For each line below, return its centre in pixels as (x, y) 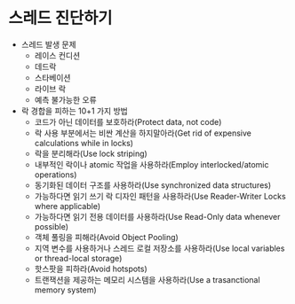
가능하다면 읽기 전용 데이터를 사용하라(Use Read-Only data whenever (157, 216)
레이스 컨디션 (57, 55)
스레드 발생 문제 (48, 44)
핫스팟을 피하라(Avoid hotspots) (91, 269)
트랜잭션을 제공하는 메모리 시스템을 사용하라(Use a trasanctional (147, 279)
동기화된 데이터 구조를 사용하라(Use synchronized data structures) (153, 185)
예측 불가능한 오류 (65, 99)
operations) (56, 175)
